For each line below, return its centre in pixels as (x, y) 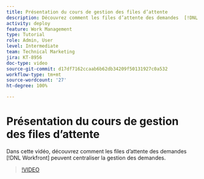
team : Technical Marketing (41, 52)
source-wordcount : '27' (37, 80)
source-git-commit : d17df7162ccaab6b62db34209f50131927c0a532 (87, 69)
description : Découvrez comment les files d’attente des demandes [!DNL (102, 18)
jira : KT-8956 (24, 57)
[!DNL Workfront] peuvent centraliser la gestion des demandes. (86, 158)
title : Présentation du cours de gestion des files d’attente (87, 12)
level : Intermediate (33, 46)
